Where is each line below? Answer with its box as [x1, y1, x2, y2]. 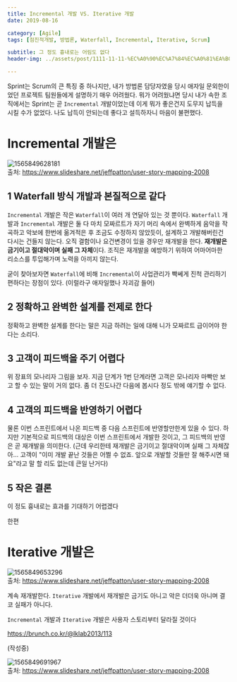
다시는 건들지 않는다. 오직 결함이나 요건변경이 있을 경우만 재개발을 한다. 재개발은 [7, 237, 228, 245]
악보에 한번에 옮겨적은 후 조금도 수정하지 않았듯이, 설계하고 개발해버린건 [25, 228, 224, 236]
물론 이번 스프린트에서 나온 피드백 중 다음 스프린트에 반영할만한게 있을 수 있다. [7, 424, 222, 432]
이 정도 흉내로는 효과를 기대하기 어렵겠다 [7, 502, 119, 510]
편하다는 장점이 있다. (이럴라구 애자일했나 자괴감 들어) [7, 278, 155, 286]
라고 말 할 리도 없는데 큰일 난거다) [16, 459, 109, 468]
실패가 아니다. [14, 600, 53, 609]
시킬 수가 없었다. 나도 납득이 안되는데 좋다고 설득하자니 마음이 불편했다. [7, 109, 203, 116]
